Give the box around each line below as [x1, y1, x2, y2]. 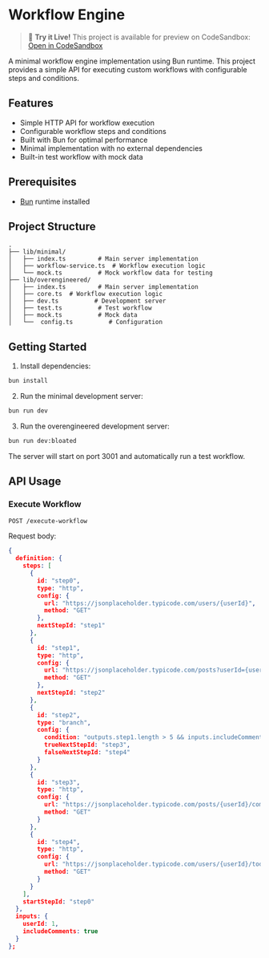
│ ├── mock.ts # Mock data [8, 311, 138, 319]
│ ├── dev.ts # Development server [8, 297, 167, 306]
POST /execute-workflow [8, 517, 88, 525]
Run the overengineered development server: [19, 421, 170, 431]
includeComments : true [22, 928, 98, 936]
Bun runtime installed [19, 197, 90, 206]
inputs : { [15, 912, 48, 920]
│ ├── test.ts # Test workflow [8, 304, 152, 312]
